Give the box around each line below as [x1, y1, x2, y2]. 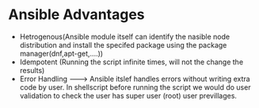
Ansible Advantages [8, 6, 145, 24]
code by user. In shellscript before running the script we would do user [19, 82, 251, 92]
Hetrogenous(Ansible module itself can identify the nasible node [19, 32, 230, 41]
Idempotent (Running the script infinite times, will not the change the [19, 57, 244, 67]
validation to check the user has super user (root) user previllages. [19, 91, 238, 100]
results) [19, 65, 45, 75]
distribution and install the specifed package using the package [19, 40, 227, 49]
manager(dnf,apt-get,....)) [19, 48, 104, 58]
